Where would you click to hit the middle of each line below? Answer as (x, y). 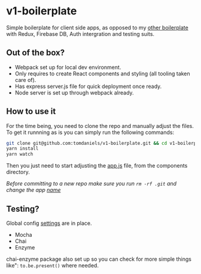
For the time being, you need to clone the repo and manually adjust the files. (100, 126)
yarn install (22, 149)
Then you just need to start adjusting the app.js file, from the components (97, 166)
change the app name (33, 190)
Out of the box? (36, 53)
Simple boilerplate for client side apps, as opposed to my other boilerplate (97, 28)
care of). (25, 80)
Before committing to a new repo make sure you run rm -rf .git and (92, 184)
